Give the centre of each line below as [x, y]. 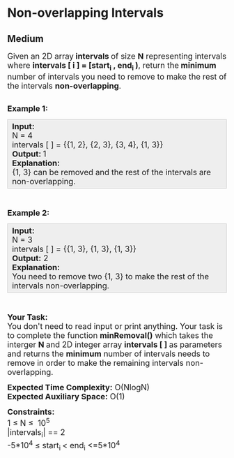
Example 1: [28, 108]
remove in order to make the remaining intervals [95, 363]
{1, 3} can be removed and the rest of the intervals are [111, 172]
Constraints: [31, 412]
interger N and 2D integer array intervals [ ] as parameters [115, 345]
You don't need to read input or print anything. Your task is [115, 326]
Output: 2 [30, 258]
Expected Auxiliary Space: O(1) [66, 396]
